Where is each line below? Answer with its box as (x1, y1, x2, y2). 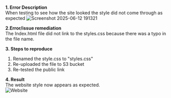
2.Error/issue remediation (5, 25, 62, 31)
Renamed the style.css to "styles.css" (12, 56, 93, 62)
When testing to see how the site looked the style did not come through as (5, 10, 163, 16)
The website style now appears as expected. (5, 82, 100, 88)
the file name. (5, 36, 34, 42)
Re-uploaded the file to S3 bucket (12, 61, 85, 67)
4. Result (5, 77, 25, 82)
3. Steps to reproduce (5, 46, 53, 52)
